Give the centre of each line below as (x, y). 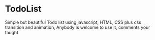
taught (12, 32)
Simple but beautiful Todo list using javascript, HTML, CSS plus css (73, 22)
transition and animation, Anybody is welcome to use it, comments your (77, 27)
